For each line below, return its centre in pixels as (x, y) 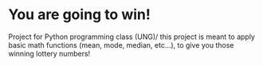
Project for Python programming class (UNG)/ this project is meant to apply (131, 37)
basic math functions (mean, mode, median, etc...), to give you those (121, 45)
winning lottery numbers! (49, 53)
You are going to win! (80, 15)
